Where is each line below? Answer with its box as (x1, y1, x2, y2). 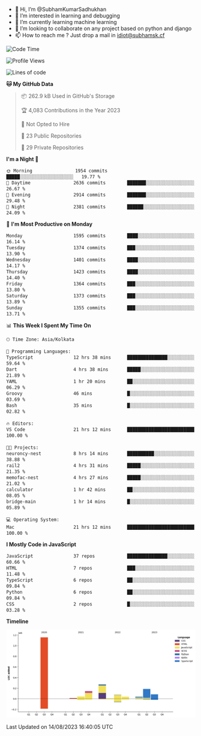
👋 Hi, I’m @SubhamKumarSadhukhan (14, 6, 107, 13)
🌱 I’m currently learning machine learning (14, 19, 117, 25)
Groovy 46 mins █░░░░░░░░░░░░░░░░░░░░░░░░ (6, 391, 195, 397)
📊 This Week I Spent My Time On (6, 322, 91, 329)
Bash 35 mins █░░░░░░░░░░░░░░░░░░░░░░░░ (6, 403, 195, 409)
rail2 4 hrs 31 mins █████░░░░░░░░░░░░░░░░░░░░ (6, 463, 195, 469)
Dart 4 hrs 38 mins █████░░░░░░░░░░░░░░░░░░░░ (6, 366, 195, 373)
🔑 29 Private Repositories (20, 144, 84, 151)
